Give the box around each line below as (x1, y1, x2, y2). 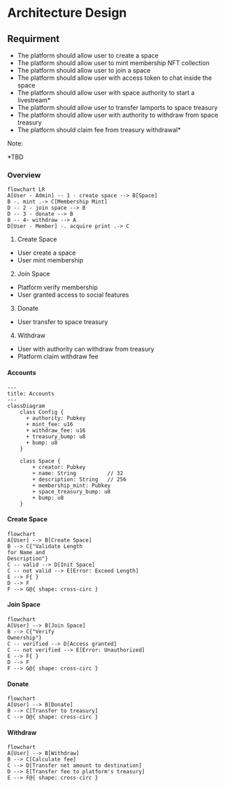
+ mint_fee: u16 (25, 421, 73, 428)
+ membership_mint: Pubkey (32, 481, 111, 489)
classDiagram (7, 402, 45, 409)
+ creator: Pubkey (32, 463, 86, 470)
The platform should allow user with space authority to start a (17, 89, 195, 97)
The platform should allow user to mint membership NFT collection (17, 59, 210, 67)
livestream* (17, 96, 51, 104)
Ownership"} (7, 634, 42, 641)
